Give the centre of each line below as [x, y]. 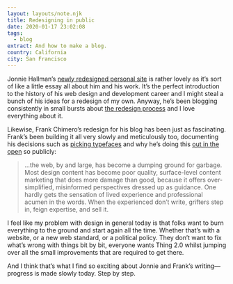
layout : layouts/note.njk [45, 14]
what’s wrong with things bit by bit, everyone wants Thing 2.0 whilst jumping [117, 245]
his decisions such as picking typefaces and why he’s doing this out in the [113, 144]
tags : [15, 33]
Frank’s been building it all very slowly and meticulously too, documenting [113, 136]
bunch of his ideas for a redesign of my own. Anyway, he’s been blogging [112, 101]
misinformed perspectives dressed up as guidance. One [136, 187]
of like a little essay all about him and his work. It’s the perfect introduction [114, 86]
